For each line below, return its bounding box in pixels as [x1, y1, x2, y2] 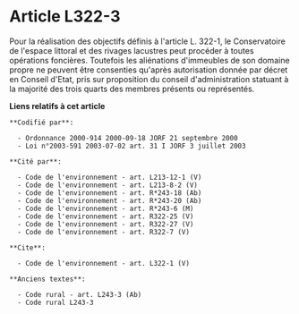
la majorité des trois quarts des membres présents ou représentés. [9, 83, 255, 94]
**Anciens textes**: [9, 275, 87, 284]
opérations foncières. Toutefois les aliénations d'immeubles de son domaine [9, 55, 290, 65]
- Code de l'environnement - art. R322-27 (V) [17, 219, 194, 229]
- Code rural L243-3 [17, 298, 94, 307]
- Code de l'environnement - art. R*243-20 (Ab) [17, 196, 202, 205]
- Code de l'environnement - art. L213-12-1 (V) [17, 173, 202, 182]
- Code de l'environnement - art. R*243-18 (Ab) [17, 188, 202, 198]
